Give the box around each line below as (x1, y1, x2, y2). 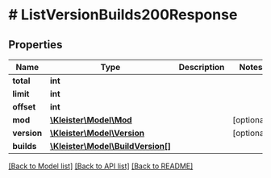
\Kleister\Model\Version (49, 127, 145, 139)
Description (178, 62, 225, 72)
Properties (8, 38, 63, 52)
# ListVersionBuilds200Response (8, 6, 238, 24)
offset (12, 101, 36, 112)
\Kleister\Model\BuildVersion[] (49, 141, 172, 151)
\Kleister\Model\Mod (49, 114, 132, 126)
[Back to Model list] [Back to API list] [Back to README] (8, 161, 194, 171)
